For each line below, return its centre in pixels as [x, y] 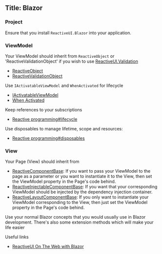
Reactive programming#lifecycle [45, 119]
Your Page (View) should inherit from [42, 162]
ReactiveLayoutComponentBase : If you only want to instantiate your [80, 197]
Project [14, 22]
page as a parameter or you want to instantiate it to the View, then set [82, 177]
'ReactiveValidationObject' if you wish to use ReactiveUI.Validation [71, 61]
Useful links [17, 237]
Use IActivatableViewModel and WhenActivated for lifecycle [64, 85]
